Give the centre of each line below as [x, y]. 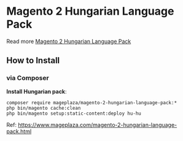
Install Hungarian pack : [37, 91]
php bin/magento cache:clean [44, 108]
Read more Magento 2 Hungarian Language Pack [69, 41]
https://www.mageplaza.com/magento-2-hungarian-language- [98, 124]
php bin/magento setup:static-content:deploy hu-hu [74, 113]
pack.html [19, 131]
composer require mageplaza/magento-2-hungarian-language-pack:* [91, 102]
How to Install [33, 60]
